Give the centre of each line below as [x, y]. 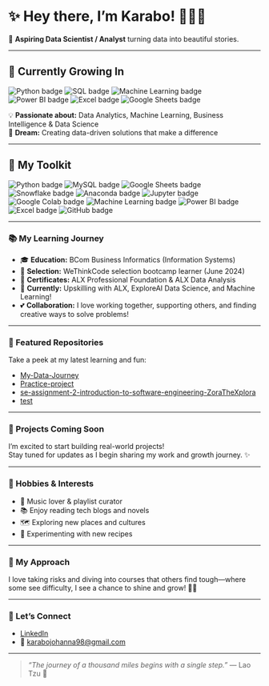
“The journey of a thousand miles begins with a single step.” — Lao [139, 665]
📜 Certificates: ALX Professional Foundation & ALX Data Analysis [128, 279]
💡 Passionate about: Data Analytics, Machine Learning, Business [116, 114]
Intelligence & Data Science [54, 124]
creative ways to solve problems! [74, 314]
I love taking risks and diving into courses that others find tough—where [127, 580]
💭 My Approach [39, 562]
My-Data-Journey [49, 375]
